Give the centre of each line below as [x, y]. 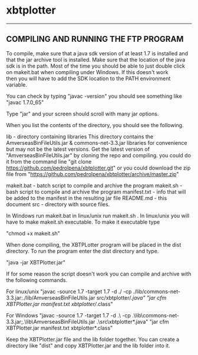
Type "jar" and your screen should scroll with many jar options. [82, 114]
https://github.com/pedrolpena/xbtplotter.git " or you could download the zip [98, 168]
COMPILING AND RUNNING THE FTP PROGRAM [95, 39]
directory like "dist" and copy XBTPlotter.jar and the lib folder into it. [88, 346]
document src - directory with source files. [58, 204]
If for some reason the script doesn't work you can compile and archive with [99, 274]
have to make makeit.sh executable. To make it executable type [83, 222]
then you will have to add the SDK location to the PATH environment [88, 78]
